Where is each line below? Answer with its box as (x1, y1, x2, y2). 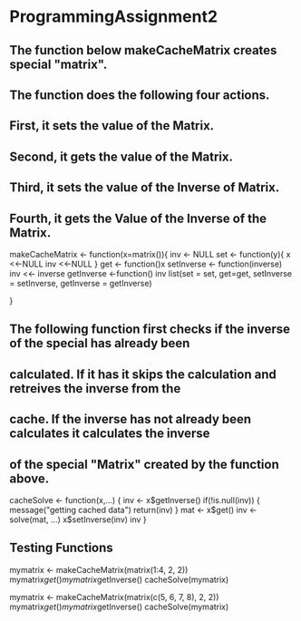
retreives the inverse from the (9, 381, 181, 396)
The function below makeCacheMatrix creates (9, 43, 277, 58)
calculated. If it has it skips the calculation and (9, 366, 277, 382)
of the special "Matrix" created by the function (9, 456, 279, 472)
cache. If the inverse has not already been (9, 412, 252, 427)
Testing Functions (9, 540, 113, 556)
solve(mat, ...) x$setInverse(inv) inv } (9, 514, 147, 525)
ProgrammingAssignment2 (9, 6, 218, 27)
